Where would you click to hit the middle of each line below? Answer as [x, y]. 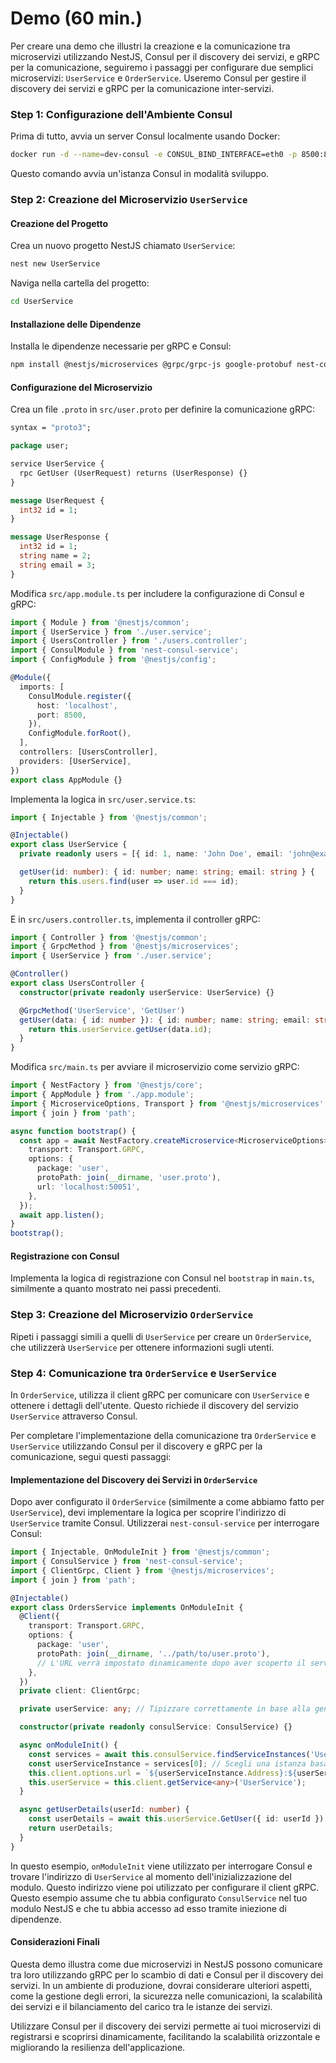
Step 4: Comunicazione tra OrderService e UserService [143, 1373]
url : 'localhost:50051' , [88, 1187]
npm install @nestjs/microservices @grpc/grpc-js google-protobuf [151, 365]
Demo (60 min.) [76, 18]
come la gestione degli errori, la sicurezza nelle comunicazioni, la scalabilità [166, 1996]
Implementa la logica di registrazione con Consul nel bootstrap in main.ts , [162, 1278]
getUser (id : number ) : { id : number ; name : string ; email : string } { [167, 872]
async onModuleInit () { [68, 1745]
